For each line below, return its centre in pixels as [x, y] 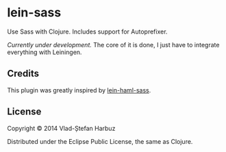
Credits [23, 74]
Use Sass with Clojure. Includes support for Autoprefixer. [87, 31]
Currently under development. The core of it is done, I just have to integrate [113, 45]
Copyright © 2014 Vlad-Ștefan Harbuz [61, 128]
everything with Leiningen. [45, 52]
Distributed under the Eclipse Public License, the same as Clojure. [100, 141]
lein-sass [34, 13]
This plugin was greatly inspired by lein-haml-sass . [79, 90]
